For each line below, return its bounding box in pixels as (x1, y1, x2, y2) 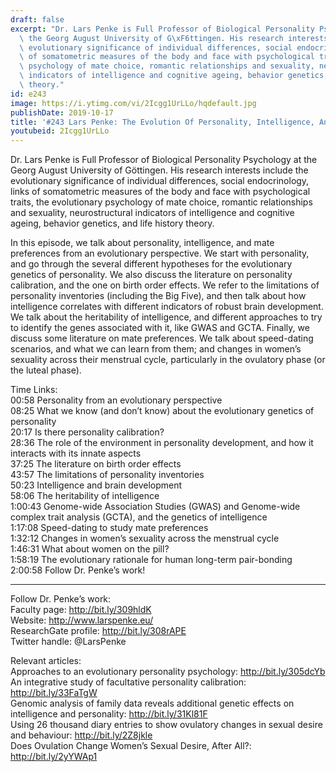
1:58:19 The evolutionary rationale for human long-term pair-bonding (10, 554, 293, 566)
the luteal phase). (10, 364, 82, 376)
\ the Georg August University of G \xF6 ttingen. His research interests (19, 33, 329, 43)
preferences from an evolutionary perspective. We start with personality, (10, 247, 310, 260)
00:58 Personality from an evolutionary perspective (10, 394, 223, 406)
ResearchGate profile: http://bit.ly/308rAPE (10, 625, 187, 637)
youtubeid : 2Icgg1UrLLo (10, 126, 110, 136)
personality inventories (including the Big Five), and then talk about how (10, 290, 307, 302)
